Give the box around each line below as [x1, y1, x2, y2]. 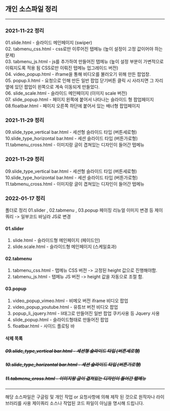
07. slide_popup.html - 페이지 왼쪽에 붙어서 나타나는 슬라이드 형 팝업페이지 [5, 97, 154, 103]
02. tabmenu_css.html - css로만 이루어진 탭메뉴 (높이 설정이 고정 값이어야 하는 [5, 46, 163, 52]
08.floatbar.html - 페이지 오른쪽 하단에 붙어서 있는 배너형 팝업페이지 [5, 103, 140, 109]
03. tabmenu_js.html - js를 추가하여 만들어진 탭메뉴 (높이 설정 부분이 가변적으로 [5, 59, 164, 65]
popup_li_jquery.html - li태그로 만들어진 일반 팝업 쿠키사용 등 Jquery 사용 [12, 310, 160, 316]
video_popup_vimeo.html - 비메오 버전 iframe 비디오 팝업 [12, 298, 129, 304]
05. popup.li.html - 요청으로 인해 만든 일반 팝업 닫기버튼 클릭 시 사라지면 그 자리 [5, 77, 163, 84]
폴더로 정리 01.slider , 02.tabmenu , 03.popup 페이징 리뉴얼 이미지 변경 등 [5, 207, 154, 213]
